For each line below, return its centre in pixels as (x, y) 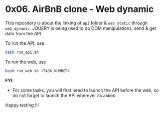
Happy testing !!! (22, 105)
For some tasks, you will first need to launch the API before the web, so (85, 90)
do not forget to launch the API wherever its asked (64, 95)
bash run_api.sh (22, 52)
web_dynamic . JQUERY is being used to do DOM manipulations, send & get (81, 28)
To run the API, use (25, 43)
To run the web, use (26, 62)
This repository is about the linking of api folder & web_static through (77, 23)
